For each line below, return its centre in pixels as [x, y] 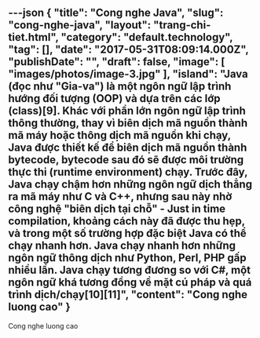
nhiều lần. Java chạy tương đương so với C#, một [130, 270]
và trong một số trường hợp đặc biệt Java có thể [128, 233]
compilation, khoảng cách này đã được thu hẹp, [126, 222]
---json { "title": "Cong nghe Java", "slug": [116, 13]
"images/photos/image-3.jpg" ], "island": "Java [128, 74]
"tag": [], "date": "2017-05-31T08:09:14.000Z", [128, 50]
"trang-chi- [182, 25]
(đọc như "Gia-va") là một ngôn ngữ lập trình [120, 87]
